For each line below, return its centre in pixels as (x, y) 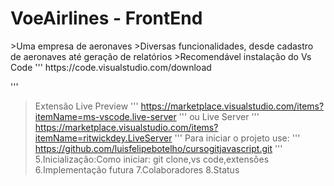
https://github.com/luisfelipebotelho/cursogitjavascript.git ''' (158, 148)
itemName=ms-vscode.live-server (105, 116)
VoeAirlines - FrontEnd (106, 18)
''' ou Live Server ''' (219, 116)
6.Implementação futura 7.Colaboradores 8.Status (137, 169)
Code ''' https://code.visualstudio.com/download (111, 67)
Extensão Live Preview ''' (86, 106)
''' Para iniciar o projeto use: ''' (237, 138)
